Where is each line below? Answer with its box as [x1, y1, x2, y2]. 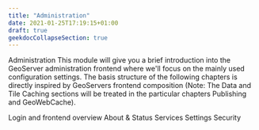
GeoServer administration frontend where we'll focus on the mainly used [8, 64, 246, 74]
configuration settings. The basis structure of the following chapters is [8, 72, 238, 82]
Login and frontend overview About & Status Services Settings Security [8, 113, 242, 123]
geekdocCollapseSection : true [8, 33, 109, 42]
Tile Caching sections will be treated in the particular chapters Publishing [8, 89, 247, 99]
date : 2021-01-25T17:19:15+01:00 [8, 19, 119, 27]
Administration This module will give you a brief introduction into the [8, 55, 231, 65]
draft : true [8, 26, 48, 34]
